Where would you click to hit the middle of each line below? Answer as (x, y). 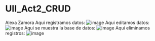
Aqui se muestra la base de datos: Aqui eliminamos (87, 27)
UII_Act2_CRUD (38, 9)
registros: (15, 33)
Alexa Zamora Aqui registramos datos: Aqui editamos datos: (77, 22)
